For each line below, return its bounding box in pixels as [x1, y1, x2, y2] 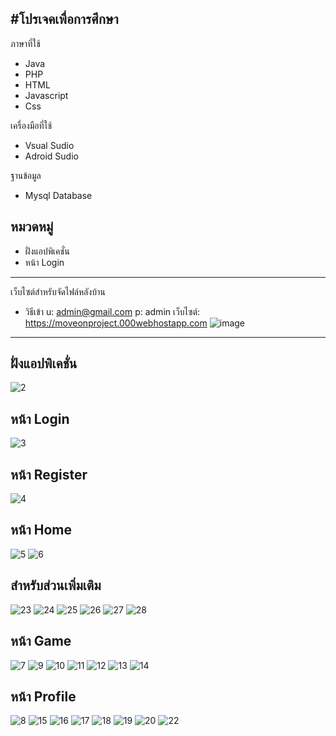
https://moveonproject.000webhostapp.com [24, 317, 208, 329]
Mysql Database [24, 189, 93, 201]
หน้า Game [10, 633, 72, 650]
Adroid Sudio [24, 150, 79, 162]
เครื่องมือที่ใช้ [10, 119, 53, 131]
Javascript [24, 89, 69, 101]
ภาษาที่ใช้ [10, 37, 41, 49]
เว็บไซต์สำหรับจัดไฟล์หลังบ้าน [10, 285, 106, 297]
